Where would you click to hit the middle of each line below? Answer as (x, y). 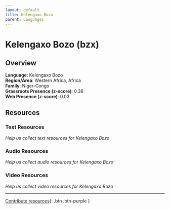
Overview (21, 63)
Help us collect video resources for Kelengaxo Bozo (59, 186)
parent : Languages (25, 19)
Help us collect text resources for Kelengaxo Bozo (57, 138)
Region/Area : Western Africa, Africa (43, 80)
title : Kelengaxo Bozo (29, 15)
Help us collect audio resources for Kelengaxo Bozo (59, 162)
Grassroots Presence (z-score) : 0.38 (44, 91)
